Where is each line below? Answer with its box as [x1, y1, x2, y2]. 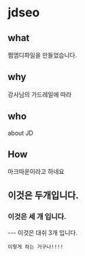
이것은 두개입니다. [7, 190, 79, 201]
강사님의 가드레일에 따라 [7, 90, 72, 99]
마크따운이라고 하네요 [7, 168, 65, 176]
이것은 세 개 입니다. [7, 212, 67, 221]
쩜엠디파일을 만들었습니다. [7, 51, 78, 59]
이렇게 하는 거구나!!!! [7, 244, 64, 251]
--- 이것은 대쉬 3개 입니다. [7, 229, 78, 237]
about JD [7, 129, 33, 137]
